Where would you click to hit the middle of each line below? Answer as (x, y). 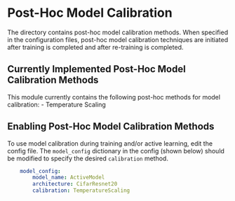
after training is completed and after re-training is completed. (95, 47)
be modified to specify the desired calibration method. (88, 158)
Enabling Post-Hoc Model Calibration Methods (111, 126)
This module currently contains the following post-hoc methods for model (114, 97)
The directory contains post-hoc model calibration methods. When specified (118, 32)
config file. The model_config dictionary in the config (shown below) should (116, 151)
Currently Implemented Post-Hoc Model (96, 69)
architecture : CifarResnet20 (75, 184)
